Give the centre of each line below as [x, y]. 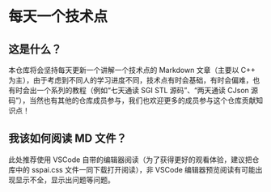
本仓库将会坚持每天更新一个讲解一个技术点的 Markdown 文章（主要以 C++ [132, 70]
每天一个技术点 [58, 17]
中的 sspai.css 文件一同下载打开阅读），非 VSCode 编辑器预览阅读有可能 [135, 169]
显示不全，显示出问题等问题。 [65, 180]
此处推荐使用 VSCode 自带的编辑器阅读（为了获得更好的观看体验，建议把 [130, 160]
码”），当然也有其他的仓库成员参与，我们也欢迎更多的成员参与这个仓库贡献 [132, 100]
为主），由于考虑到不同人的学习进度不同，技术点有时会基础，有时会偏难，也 [134, 80]
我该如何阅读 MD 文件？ [68, 139]
